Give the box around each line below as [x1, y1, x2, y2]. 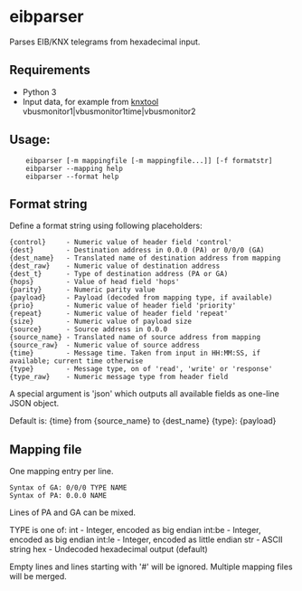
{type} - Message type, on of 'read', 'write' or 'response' [9, 365, 273, 374]
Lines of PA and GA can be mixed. [9, 507, 137, 518]
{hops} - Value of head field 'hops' [9, 278, 180, 287]
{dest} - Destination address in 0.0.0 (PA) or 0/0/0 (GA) [9, 246, 265, 255]
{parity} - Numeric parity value [9, 285, 156, 295]
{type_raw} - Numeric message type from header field [9, 373, 229, 382]
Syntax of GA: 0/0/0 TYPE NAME [9, 483, 127, 492]
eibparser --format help [25, 172, 119, 181]
